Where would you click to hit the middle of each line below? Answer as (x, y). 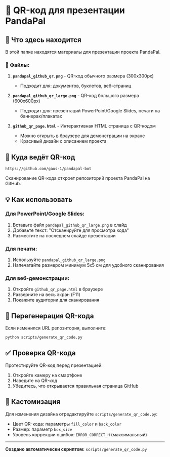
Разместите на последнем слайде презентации (64, 235)
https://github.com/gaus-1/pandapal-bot (49, 169)
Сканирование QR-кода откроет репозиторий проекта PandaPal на (78, 178)
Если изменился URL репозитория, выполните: (56, 328)
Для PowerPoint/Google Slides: (45, 214)
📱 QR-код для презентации (65, 10)
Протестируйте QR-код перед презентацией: (54, 365)
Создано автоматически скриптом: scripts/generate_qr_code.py (76, 449)
